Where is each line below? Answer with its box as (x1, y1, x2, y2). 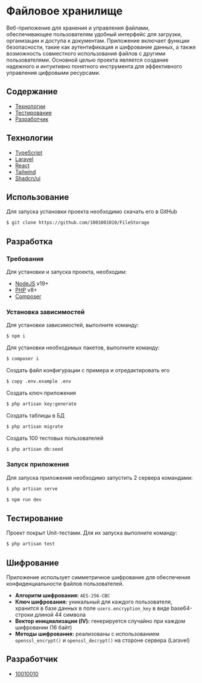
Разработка (6, 237, 53, 247)
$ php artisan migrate (6, 424, 63, 430)
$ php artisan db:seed (6, 446, 63, 452)
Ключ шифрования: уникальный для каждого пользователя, (14, 599, 172, 606)
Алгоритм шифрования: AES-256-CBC (14, 592, 110, 599)
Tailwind (14, 168, 36, 176)
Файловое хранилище (6, 4, 123, 18)
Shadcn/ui (14, 174, 41, 182)
